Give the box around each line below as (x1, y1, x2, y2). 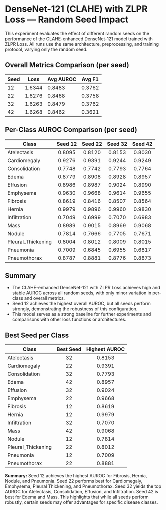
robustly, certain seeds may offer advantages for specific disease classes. (5, 499, 158, 505)
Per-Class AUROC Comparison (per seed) (5, 126, 137, 134)
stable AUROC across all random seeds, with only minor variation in (12, 290, 151, 296)
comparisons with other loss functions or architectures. (12, 316, 126, 323)
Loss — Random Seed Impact (5, 14, 129, 25)
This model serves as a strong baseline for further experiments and (12, 311, 151, 317)
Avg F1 (81, 76, 99, 83)
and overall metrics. (24, 295, 65, 301)
